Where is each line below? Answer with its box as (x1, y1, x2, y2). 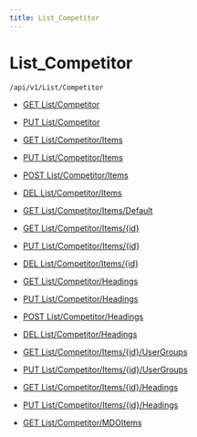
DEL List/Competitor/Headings (22, 328, 138, 339)
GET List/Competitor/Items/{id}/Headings (22, 381, 179, 392)
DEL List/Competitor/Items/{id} (22, 257, 139, 269)
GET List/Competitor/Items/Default (22, 204, 153, 215)
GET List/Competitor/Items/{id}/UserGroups (22, 346, 188, 357)
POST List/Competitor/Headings (22, 311, 144, 322)
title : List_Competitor (9, 13, 100, 23)
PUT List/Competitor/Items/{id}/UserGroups (22, 364, 189, 375)
